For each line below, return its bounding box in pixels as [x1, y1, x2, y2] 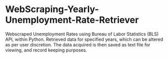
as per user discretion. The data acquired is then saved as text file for [5, 41, 151, 47]
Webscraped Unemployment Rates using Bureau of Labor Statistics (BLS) [5, 31, 159, 37]
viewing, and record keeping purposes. [5, 47, 87, 53]
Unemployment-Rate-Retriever [5, 14, 139, 26]
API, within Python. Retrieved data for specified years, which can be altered [5, 36, 163, 42]
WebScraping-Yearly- [5, 4, 99, 15]
